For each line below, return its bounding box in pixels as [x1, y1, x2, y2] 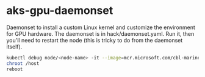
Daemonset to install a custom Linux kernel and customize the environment [6, 24, 195, 31]
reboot [6, 66, 23, 72]
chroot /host [6, 60, 40, 67]
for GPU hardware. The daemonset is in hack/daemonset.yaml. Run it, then [6, 30, 195, 37]
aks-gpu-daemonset [6, 4, 113, 18]
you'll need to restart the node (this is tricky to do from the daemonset [6, 36, 183, 44]
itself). [6, 43, 23, 50]
